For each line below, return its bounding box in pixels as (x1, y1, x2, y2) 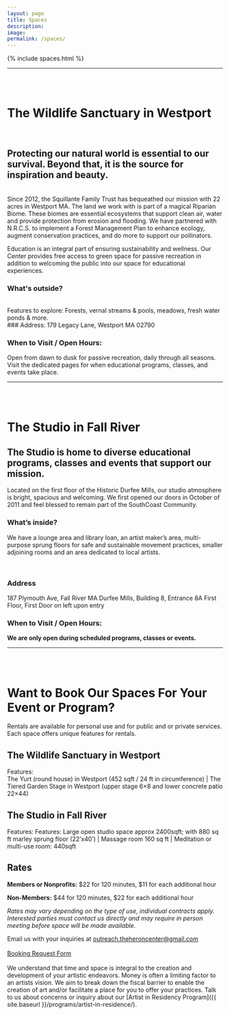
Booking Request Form (7, 949, 72, 957)
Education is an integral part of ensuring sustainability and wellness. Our (7, 244, 212, 252)
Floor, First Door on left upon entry (7, 601, 105, 610)
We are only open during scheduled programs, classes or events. (7, 634, 196, 642)
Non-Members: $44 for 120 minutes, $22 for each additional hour (7, 893, 194, 902)
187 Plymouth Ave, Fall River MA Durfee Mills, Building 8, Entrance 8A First (7, 594, 217, 602)
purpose (7, 540, 31, 549)
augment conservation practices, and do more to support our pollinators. (7, 231, 213, 239)
